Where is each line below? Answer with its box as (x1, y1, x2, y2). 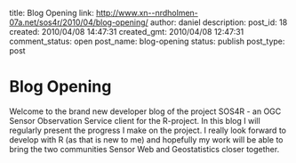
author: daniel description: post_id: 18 (149, 17, 288, 28)
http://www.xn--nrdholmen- (96, 8, 198, 18)
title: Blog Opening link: (9, 8, 95, 18)
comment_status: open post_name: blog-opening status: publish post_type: (9, 36, 285, 46)
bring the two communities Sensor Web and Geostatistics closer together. (9, 143, 280, 154)
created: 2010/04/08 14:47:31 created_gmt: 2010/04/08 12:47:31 (9, 27, 244, 37)
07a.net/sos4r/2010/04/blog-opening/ (9, 17, 148, 28)
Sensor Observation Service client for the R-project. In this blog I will (9, 115, 260, 126)
